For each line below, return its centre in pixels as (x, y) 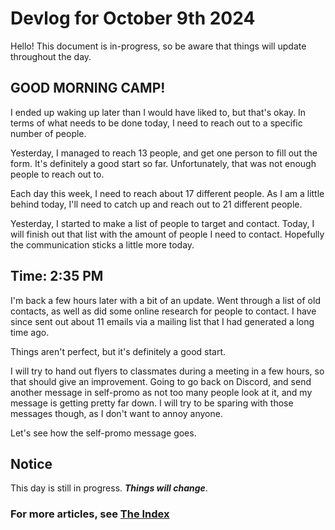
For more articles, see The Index (90, 514)
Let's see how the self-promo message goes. (103, 433)
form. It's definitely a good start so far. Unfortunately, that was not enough (163, 163)
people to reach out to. (57, 174)
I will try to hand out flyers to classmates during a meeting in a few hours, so (167, 371)
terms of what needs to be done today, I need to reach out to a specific (156, 123)
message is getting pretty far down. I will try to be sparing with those (152, 403)
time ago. (30, 332)
